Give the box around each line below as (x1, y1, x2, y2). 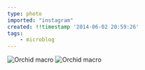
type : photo (7, 10, 42, 17)
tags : (7, 29, 23, 37)
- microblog (20, 36, 55, 43)
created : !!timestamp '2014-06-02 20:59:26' (7, 23, 139, 30)
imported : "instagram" (7, 17, 74, 24)
